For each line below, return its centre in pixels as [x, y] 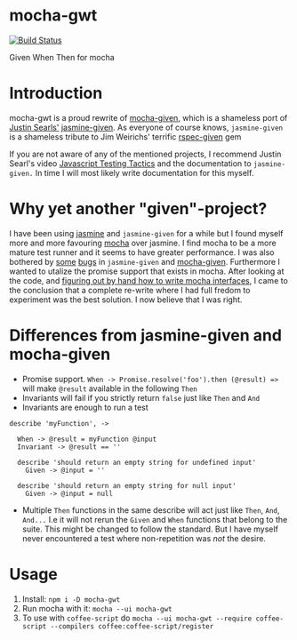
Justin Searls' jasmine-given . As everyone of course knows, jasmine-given [146, 127]
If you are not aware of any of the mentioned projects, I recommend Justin [145, 154]
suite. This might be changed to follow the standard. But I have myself [150, 529]
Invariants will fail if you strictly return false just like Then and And [141, 397]
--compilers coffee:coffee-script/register [132, 626]
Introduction [56, 93]
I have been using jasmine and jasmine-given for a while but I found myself [146, 233]
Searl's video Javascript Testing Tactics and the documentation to [130, 163]
